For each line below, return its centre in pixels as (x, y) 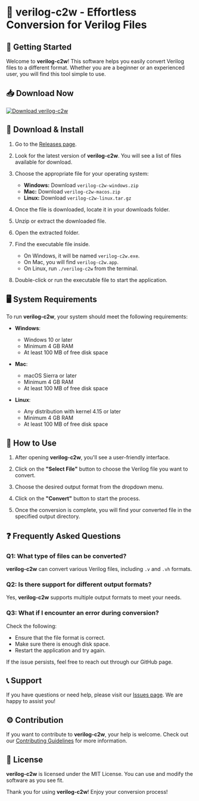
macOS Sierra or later (50, 376)
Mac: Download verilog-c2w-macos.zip (72, 191)
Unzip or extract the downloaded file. (60, 221)
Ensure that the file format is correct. (60, 637)
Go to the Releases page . (46, 144)
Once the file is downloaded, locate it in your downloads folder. (92, 209)
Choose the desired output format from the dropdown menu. (89, 487)
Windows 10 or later (48, 340)
